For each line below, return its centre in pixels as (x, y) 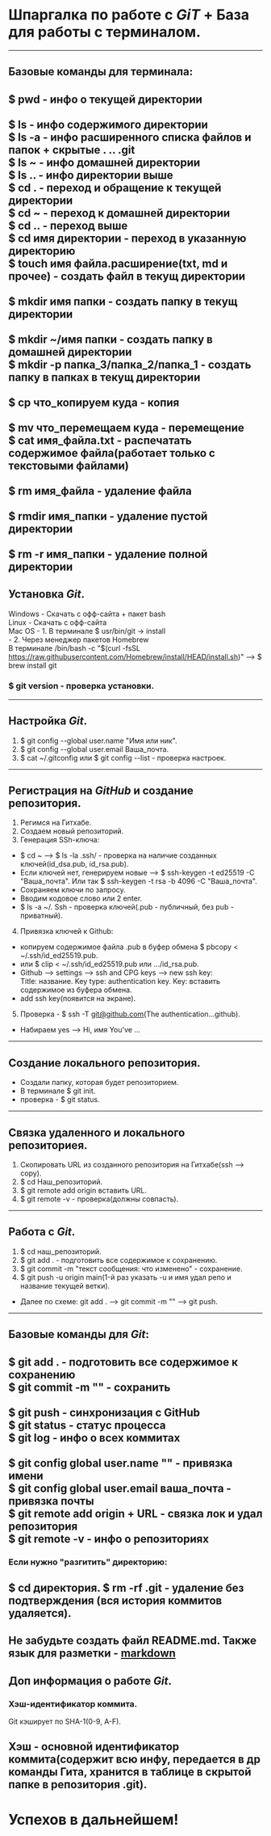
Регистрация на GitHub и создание (101, 791)
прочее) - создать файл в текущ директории (127, 276)
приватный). (41, 916)
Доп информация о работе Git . (90, 1680)
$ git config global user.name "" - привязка (121, 1463)
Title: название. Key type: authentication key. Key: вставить (120, 981)
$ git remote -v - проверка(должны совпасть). (99, 1199)
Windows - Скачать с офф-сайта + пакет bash (87, 614)
